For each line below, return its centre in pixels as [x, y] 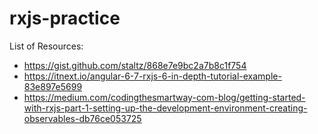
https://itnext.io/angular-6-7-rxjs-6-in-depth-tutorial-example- [152, 76]
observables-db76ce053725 [82, 118]
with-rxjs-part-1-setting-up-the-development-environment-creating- [165, 108]
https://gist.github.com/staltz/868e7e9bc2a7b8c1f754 [135, 65]
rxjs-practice [65, 18]
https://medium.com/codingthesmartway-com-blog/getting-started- [164, 97]
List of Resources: [46, 46]
